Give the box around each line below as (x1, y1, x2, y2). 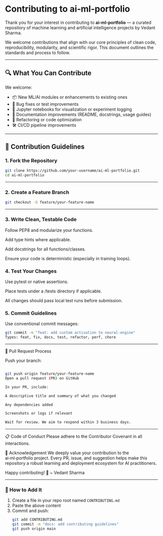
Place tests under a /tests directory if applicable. (5, 288, 102, 294)
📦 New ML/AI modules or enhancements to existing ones (12, 94, 128, 100)
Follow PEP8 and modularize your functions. (5, 227, 94, 233)
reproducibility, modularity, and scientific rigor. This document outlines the (5, 44, 154, 50)
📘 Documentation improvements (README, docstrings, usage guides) (12, 111, 152, 117)
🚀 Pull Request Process (5, 348, 52, 354)
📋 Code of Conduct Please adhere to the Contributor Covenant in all (5, 434, 142, 440)
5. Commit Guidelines (5, 309, 57, 316)
